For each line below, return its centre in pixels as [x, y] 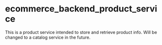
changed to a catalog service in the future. [48, 37]
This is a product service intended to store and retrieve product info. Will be [81, 32]
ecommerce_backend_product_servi [81, 9]
